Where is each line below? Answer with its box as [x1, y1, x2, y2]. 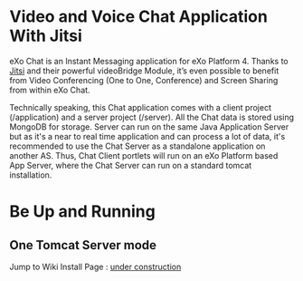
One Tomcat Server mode [9, 237, 156, 253]
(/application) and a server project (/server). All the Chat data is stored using [9, 111, 295, 122]
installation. [9, 170, 52, 180]
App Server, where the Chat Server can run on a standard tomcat [9, 160, 252, 170]
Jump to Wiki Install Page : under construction [9, 261, 182, 272]
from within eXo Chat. [9, 84, 90, 95]
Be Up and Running [9, 201, 156, 222]
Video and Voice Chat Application [9, 6, 269, 27]
